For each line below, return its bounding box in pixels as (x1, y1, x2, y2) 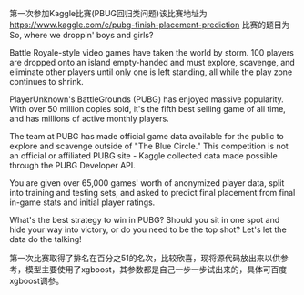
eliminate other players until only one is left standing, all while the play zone (9, 66, 293, 77)
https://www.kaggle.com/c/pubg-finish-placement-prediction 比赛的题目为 (9, 19, 290, 30)
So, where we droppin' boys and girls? (9, 30, 154, 40)
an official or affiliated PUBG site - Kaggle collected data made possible (9, 150, 278, 161)
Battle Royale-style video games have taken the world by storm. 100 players (9, 47, 294, 57)
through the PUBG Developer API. (9, 160, 137, 170)
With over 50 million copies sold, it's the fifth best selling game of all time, (9, 104, 287, 114)
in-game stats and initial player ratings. (9, 197, 156, 208)
